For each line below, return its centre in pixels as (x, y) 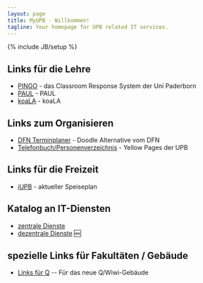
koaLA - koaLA (39, 101)
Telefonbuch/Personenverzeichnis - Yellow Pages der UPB (103, 147)
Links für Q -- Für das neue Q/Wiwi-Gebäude (83, 272)
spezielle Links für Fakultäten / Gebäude (98, 256)
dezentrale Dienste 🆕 (49, 233)
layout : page (26, 14)
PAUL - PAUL (37, 94)
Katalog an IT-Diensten (59, 209)
